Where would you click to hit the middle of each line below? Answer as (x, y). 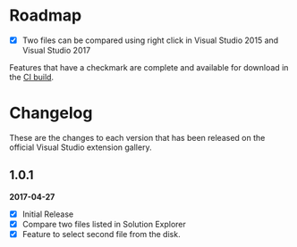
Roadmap (46, 16)
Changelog (51, 113)
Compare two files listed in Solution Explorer (104, 224)
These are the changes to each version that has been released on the (137, 137)
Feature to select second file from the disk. (101, 234)
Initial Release (48, 214)
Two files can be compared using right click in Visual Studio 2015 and (150, 40)
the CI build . (32, 77)
